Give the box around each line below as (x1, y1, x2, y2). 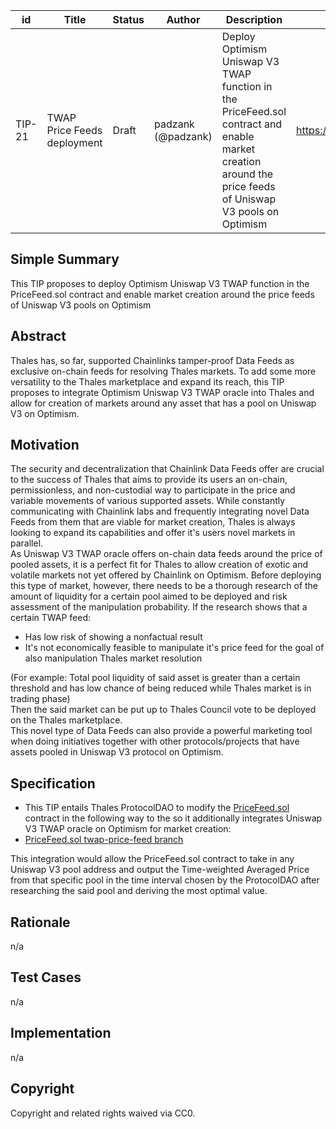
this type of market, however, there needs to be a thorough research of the (10, 580, 319, 592)
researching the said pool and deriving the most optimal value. (10, 885, 268, 897)
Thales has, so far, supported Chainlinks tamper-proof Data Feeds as (10, 354, 295, 366)
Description (225, 13, 283, 26)
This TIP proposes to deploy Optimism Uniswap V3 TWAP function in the (10, 277, 310, 289)
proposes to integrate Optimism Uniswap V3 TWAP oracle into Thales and (10, 386, 315, 398)
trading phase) (10, 693, 71, 705)
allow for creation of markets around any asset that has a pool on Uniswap (10, 397, 317, 409)
